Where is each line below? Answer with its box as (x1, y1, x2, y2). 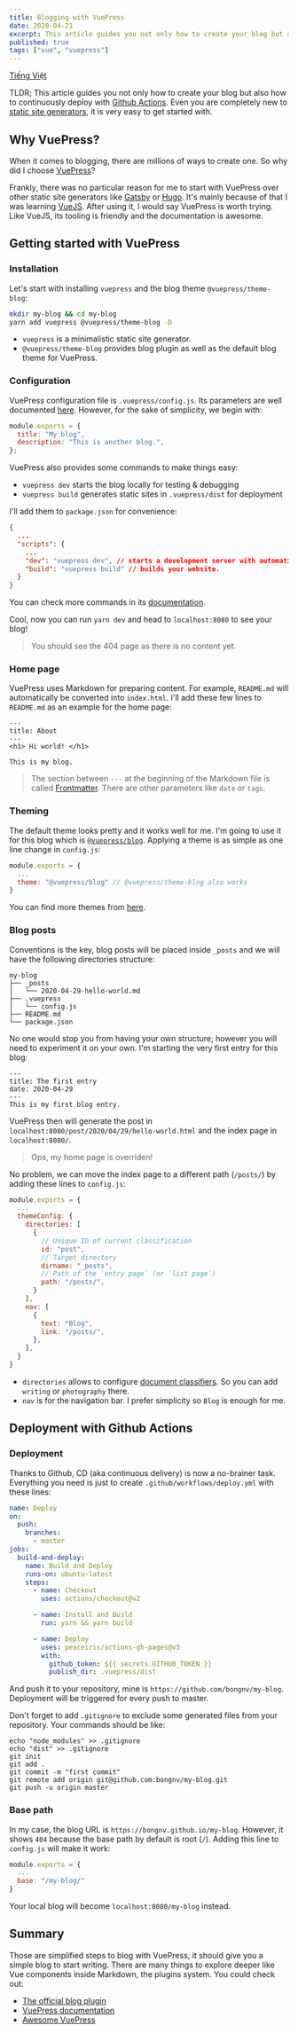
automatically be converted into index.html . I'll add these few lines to (9, 693, 262, 703)
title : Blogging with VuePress (9, 12, 125, 22)
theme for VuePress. (21, 352, 98, 364)
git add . (9, 1760, 46, 1770)
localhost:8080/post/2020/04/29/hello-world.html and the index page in (9, 1125, 278, 1135)
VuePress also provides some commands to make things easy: (9, 462, 239, 473)
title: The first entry (9, 1077, 98, 1086)
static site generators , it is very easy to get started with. (9, 106, 213, 117)
